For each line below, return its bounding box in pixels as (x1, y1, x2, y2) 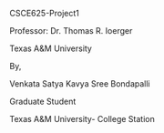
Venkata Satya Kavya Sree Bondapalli (9, 78, 150, 89)
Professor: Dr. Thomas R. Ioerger (9, 26, 133, 36)
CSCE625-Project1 (9, 8, 80, 18)
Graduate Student (9, 96, 77, 107)
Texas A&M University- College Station (9, 114, 155, 124)
